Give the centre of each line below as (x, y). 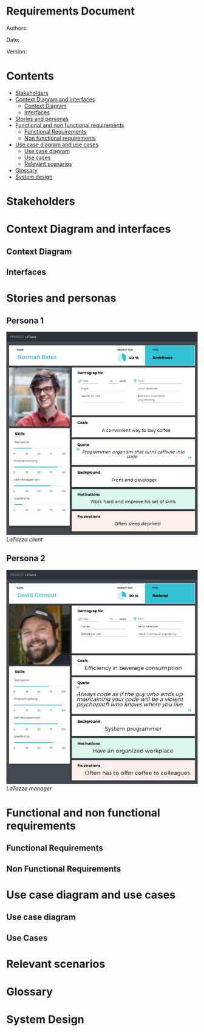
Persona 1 (25, 320)
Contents (30, 76)
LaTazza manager (29, 788)
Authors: (17, 28)
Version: (17, 51)
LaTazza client (25, 539)
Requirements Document (71, 11)
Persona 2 (26, 559)
